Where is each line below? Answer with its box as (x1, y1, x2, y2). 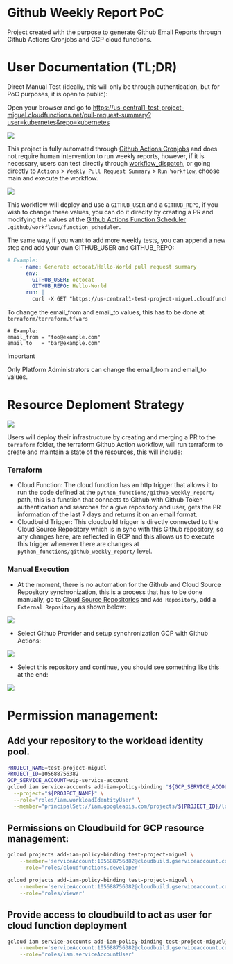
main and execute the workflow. (7, 174, 98, 182)
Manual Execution (7, 564, 69, 574)
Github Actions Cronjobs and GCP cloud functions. (7, 35, 153, 43)
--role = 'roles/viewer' (19, 890, 85, 897)
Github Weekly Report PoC (7, 5, 164, 21)
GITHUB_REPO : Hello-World (32, 282, 107, 289)
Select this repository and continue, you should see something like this (17, 663, 220, 671)
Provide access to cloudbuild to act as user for (7, 909, 212, 921)
